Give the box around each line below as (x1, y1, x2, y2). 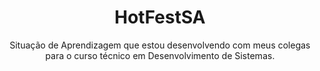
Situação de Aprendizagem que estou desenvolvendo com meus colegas (9, 39, 311, 51)
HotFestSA (114, 6, 206, 29)
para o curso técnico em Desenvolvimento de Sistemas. (45, 49, 275, 61)
